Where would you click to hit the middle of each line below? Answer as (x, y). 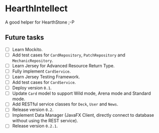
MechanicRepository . (33, 60)
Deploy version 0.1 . (32, 88)
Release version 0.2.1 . (35, 126)
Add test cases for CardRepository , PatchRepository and (69, 55)
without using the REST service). (45, 121)
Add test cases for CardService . (44, 82)
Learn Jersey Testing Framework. (46, 77)
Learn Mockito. (27, 49)
